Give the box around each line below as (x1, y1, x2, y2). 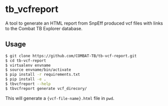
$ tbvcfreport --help (5, 81, 51, 86)
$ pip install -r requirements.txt (5, 72, 80, 77)
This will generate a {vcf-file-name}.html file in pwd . (5, 95, 115, 101)
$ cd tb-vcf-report (5, 58, 47, 63)
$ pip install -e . (5, 77, 47, 82)
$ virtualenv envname (5, 63, 51, 68)
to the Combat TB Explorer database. (5, 25, 82, 31)
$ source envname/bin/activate (5, 67, 71, 72)
